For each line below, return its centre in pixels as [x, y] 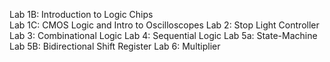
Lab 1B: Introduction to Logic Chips [81, 14]
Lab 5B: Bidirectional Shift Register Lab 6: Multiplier [115, 46]
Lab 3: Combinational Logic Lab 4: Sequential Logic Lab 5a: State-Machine [163, 35]
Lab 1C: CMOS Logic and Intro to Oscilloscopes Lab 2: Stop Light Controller [164, 25]
